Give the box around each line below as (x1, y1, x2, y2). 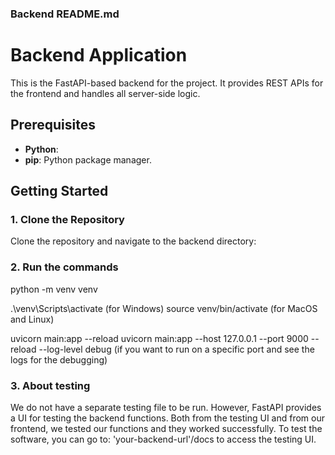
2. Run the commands (10, 260, 119, 274)
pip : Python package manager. (24, 153, 152, 166)
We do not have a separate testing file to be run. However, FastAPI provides (10, 401, 322, 413)
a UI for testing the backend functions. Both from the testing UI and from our (10, 412, 326, 424)
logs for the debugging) (10, 353, 108, 366)
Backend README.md (10, 7, 120, 21)
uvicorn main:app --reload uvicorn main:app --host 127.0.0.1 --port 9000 (10, 332, 309, 344)
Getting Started (10, 183, 109, 200)
